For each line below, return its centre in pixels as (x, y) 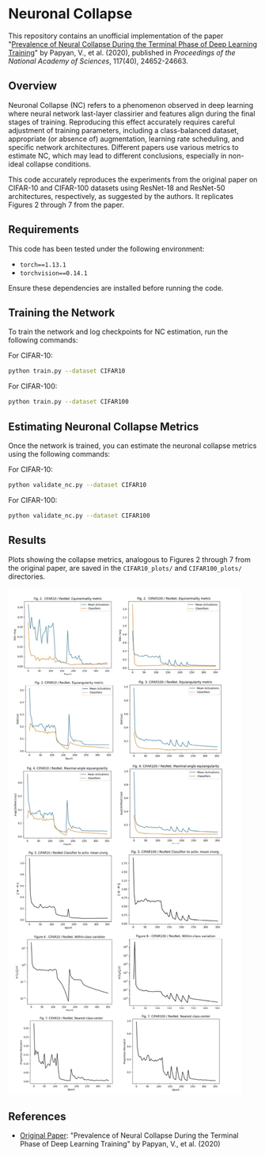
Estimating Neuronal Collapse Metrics (104, 426)
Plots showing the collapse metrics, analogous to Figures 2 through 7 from (129, 559)
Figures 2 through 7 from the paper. (66, 205)
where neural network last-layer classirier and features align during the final (132, 113)
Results (27, 540)
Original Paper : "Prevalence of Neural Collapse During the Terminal (129, 1135)
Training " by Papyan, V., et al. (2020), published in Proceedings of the (122, 52)
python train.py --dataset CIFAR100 (68, 402)
